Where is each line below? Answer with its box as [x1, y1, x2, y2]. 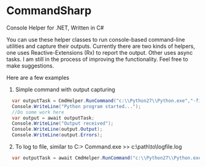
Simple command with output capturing [15, 85, 115, 93]
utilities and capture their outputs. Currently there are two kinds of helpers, [6, 42, 196, 50]
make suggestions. [6, 62, 55, 69]
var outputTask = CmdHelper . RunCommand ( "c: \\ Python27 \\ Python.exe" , [12, 98, 191, 104]
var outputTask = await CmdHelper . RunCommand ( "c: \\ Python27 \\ [12, 155, 174, 161]
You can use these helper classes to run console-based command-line [6, 36, 185, 43]
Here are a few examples [6, 74, 69, 81]
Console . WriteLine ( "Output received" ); [12, 120, 114, 126]
